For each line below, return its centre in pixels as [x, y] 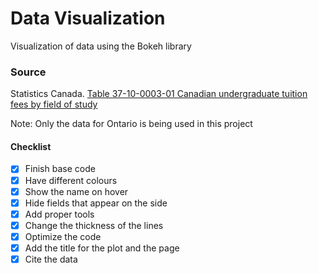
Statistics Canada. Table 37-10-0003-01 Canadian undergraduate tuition [159, 94]
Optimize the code [63, 236]
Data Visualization [88, 18]
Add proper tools [59, 214]
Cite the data [51, 259]
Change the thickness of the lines [94, 225]
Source [28, 72]
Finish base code [60, 169]
